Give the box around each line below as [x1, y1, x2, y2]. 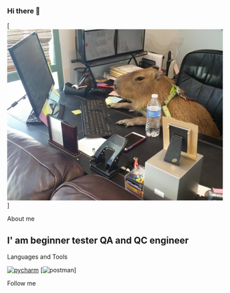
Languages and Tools [7, 253, 68, 261]
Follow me [7, 279, 36, 288]
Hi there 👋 [7, 6, 41, 16]
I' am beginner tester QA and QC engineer [7, 234, 190, 246]
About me [7, 215, 35, 223]
